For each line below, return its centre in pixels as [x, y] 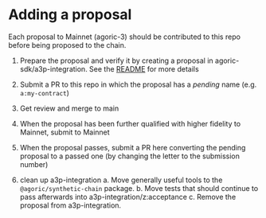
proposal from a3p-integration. [70, 205]
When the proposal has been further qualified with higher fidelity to [130, 123]
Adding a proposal [70, 15]
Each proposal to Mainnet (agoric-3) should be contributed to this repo [125, 37]
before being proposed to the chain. [67, 45]
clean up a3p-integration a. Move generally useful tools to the [121, 180]
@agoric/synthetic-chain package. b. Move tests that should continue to [139, 188]
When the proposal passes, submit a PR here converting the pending [133, 147]
